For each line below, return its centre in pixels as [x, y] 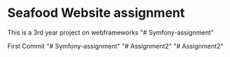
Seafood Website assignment [96, 13]
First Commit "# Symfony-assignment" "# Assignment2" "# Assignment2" [115, 46]
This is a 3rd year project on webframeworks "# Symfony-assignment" [111, 32]
